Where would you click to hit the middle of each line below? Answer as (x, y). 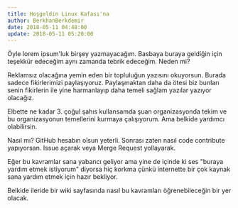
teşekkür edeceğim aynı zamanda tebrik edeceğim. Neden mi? (99, 62)
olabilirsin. (22, 127)
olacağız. (21, 98)
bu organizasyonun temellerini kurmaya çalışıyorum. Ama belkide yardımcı (116, 119)
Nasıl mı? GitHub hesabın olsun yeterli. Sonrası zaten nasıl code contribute (116, 141)
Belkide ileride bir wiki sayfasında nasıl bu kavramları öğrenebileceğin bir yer (119, 191)
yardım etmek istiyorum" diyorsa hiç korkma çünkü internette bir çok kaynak (119, 169)
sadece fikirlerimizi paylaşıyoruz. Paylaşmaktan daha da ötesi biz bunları (113, 83)
